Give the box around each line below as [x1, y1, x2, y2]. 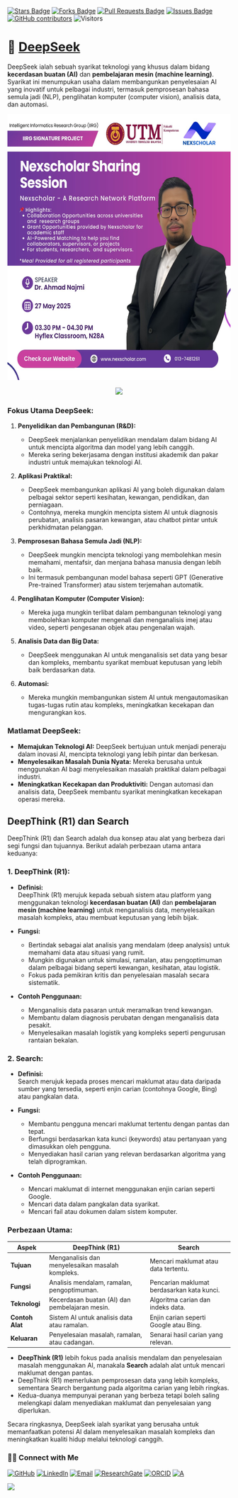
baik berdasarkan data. [28, 666, 96, 675]
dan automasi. [7, 100, 49, 108]
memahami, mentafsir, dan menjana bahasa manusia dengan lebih [28, 558, 222, 567]
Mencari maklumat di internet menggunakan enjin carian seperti [28, 1184, 215, 1193]
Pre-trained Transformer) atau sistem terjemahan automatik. [28, 581, 204, 590]
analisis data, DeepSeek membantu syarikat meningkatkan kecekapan [17, 787, 222, 796]
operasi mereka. [17, 794, 65, 804]
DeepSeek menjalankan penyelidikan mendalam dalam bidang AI [28, 436, 217, 444]
